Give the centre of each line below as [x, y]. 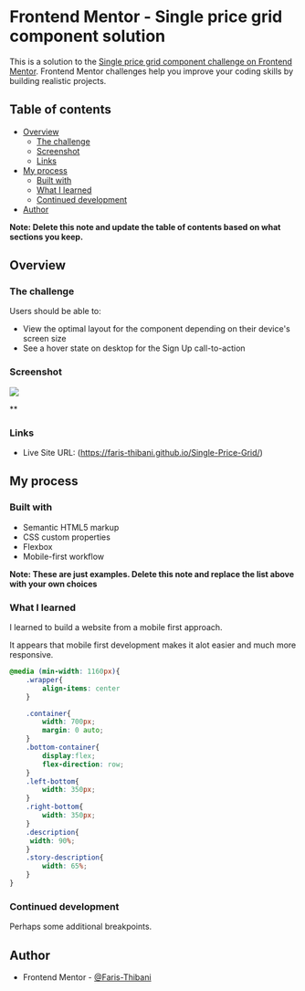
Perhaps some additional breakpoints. [81, 927]
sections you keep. [47, 237]
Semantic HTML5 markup [71, 527]
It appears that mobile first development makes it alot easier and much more [153, 645]
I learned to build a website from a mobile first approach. [116, 627]
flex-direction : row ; [84, 764]
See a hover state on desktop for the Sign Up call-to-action [134, 348]
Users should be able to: [56, 311]
